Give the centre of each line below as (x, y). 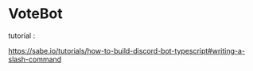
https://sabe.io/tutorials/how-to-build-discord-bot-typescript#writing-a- (127, 50)
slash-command (35, 59)
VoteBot (35, 14)
